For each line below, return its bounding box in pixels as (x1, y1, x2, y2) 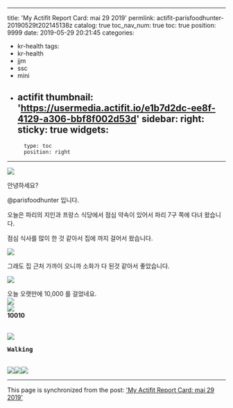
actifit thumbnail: (17, 92, 94, 103)
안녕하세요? (7, 181, 39, 189)
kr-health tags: (17, 42, 60, 50)
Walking (7, 345, 33, 353)
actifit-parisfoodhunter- (156, 14, 224, 22)
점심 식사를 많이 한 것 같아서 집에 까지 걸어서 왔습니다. (7, 234, 153, 242)
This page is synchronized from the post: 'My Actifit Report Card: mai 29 (7, 386, 215, 394)
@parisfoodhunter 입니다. (7, 196, 80, 204)
